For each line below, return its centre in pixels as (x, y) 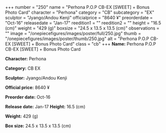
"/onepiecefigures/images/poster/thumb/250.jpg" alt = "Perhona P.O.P (77, 39)
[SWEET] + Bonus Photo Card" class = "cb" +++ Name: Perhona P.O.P (84, 44)
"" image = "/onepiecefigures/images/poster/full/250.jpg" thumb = (73, 33)
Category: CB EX (23, 68)
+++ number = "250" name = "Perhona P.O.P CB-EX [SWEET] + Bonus (77, 7)
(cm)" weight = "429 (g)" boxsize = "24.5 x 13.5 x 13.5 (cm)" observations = (82, 28)
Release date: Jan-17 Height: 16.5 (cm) (45, 107)
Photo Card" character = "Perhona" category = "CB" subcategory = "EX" (80, 12)
